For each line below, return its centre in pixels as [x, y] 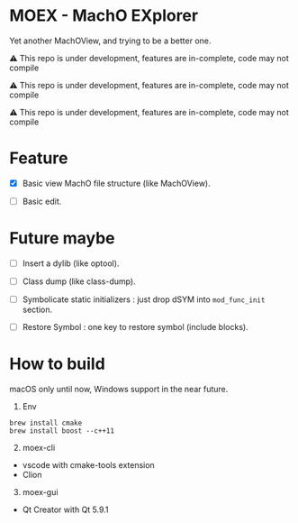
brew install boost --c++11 [62, 431]
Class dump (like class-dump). [79, 281]
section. [37, 310]
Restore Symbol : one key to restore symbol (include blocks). [135, 327]
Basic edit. [42, 201]
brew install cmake [46, 423]
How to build [57, 364]
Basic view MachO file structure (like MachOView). [117, 183]
